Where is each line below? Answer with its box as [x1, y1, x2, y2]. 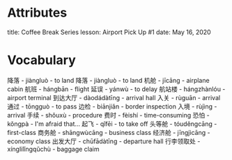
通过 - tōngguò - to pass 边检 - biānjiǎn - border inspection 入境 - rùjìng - [7, 102, 217, 111]
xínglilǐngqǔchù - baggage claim [7, 145, 100, 153]
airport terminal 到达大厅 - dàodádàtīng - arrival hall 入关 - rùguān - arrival [7, 93, 221, 102]
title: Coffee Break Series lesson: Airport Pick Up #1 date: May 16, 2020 [7, 28, 211, 36]
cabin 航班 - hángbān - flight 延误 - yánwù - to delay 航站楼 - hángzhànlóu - [7, 85, 226, 93]
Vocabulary [7, 52, 76, 68]
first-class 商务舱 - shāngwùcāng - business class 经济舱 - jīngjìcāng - [7, 128, 210, 136]
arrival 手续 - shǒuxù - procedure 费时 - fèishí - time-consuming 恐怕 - [7, 111, 210, 119]
